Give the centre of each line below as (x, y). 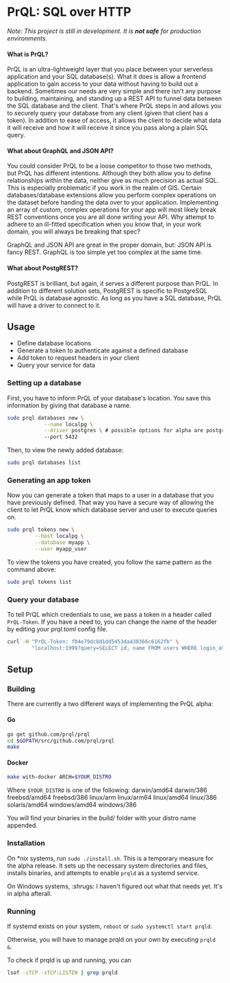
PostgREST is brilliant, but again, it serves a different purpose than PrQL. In (113, 283)
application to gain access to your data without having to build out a (103, 84)
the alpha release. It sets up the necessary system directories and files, (108, 866)
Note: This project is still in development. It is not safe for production (104, 31)
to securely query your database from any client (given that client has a (108, 113)
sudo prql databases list (44, 463)
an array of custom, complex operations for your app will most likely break (112, 210)
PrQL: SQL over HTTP (69, 12)
